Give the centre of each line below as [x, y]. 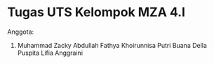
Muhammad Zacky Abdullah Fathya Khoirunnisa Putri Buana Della [112, 45]
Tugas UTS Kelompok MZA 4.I [96, 12]
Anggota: [21, 32]
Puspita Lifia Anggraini [50, 53]
